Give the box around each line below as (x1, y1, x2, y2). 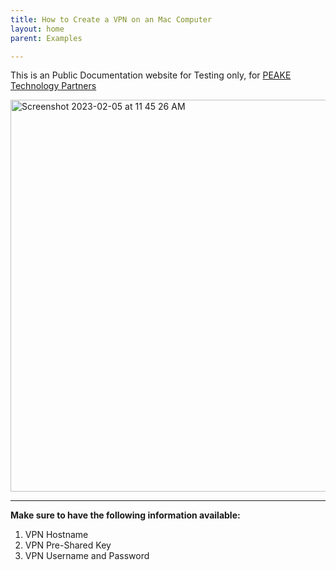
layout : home (10, 24, 65, 34)
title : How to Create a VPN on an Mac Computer (10, 14, 213, 25)
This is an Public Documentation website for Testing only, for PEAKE (10, 69, 292, 81)
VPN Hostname (24, 529, 89, 541)
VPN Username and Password (24, 550, 150, 562)
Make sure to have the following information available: (10, 509, 241, 521)
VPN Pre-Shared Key (24, 539, 112, 551)
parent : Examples (10, 33, 83, 43)
